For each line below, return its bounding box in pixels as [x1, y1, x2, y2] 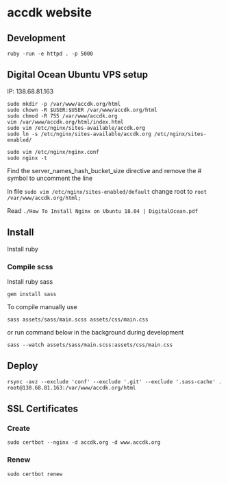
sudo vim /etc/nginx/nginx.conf [7, 148, 99, 155]
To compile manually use [7, 302, 77, 311]
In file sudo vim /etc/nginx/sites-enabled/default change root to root [7, 187, 207, 195]
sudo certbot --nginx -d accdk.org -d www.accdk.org [7, 439, 161, 446]
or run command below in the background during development [7, 328, 184, 336]
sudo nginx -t [7, 155, 48, 161]
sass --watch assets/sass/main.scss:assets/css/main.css [7, 341, 173, 348]
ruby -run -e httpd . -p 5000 [7, 50, 94, 57]
